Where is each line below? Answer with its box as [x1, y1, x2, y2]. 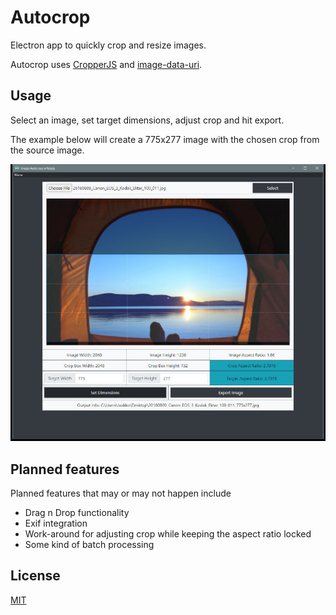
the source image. [10, 144, 85, 156]
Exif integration [24, 517, 88, 529]
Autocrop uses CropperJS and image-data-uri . [10, 58, 203, 70]
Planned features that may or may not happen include [10, 487, 232, 499]
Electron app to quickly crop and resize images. [10, 39, 207, 51]
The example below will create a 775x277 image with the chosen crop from [10, 133, 320, 145]
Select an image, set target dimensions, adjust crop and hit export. [10, 114, 285, 126]
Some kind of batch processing [24, 538, 155, 550]
